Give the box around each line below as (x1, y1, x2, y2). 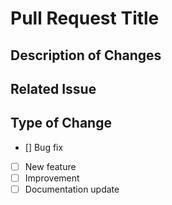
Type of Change (10, 115, 112, 132)
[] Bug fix (24, 141, 64, 153)
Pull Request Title (10, 7, 160, 30)
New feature (24, 160, 77, 172)
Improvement (24, 172, 80, 184)
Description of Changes (10, 47, 162, 64)
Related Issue (10, 80, 97, 97)
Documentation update (24, 183, 120, 195)
